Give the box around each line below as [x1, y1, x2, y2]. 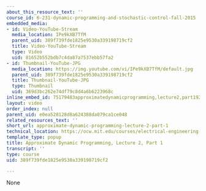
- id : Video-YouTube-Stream [6, 26, 78, 32]
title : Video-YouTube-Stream [12, 43, 86, 50]
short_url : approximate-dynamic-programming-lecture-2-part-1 [6, 123, 169, 129]
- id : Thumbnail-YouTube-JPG [6, 60, 81, 66]
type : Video [12, 49, 43, 55]
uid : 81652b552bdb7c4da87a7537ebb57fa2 [12, 54, 114, 61]
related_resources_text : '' [6, 117, 78, 123]
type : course [6, 151, 40, 157]
